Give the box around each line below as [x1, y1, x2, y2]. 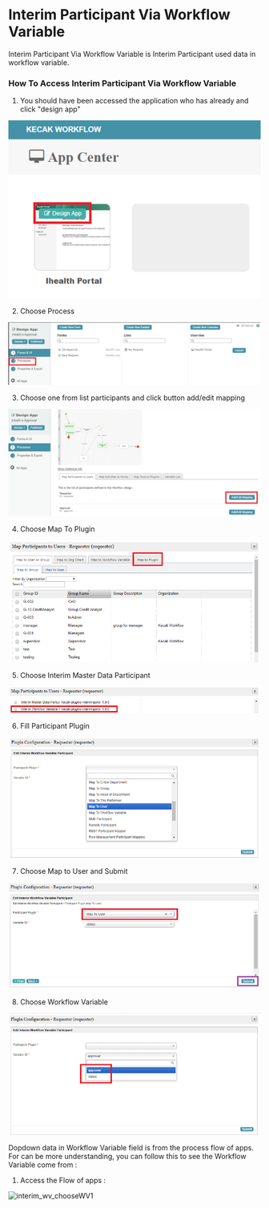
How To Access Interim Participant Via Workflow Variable [8, 78, 237, 89]
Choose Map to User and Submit [19, 867, 128, 876]
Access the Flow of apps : [19, 1176, 106, 1186]
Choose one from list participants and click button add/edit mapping [19, 393, 246, 402]
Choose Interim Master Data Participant [19, 670, 151, 680]
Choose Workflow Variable [19, 997, 108, 1007]
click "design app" [19, 104, 82, 114]
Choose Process [19, 306, 74, 316]
